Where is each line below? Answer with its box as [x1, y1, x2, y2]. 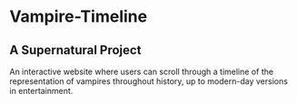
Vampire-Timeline [9, 6, 148, 27]
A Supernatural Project [9, 42, 142, 58]
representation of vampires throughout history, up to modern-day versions [9, 76, 289, 87]
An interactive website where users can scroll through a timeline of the [9, 66, 274, 77]
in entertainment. [9, 86, 74, 96]
